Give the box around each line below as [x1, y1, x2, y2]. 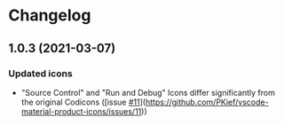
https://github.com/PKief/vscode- [145, 97, 269, 107]
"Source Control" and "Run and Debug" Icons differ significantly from [20, 87, 276, 98]
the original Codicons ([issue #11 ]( [20, 97, 146, 107]
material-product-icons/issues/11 [20, 105, 142, 116]
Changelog [8, 5, 91, 26]
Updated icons [8, 67, 73, 80]
